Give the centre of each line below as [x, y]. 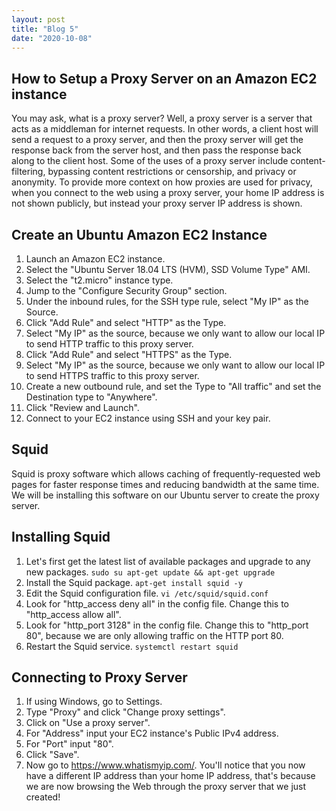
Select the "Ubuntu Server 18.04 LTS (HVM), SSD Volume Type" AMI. [168, 269]
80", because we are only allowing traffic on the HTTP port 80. [154, 635]
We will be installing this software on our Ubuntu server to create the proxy [165, 495]
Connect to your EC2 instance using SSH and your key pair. [148, 418]
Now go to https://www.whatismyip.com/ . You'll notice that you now [165, 765]
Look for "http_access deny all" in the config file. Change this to [157, 603]
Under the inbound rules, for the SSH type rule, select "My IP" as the [167, 301]
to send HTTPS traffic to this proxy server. [112, 375]
